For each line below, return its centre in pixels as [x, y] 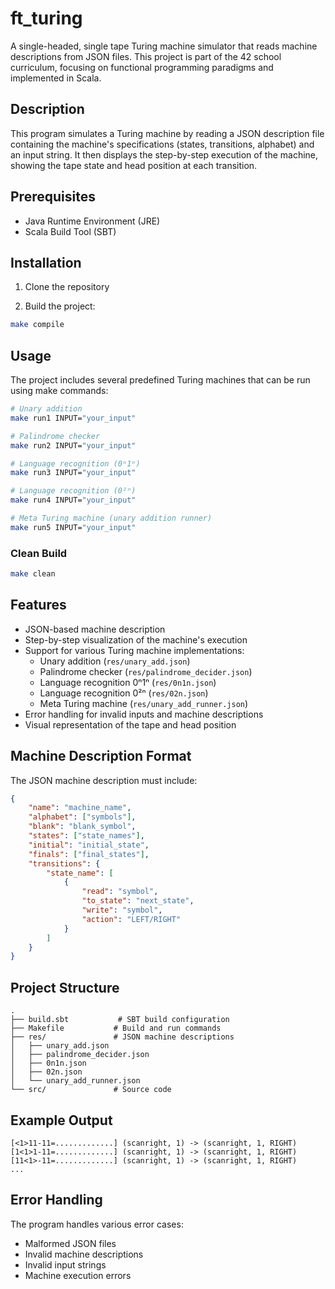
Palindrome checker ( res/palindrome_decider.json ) [146, 671]
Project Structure [65, 987]
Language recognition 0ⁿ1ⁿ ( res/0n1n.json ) [128, 682]
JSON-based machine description [95, 629]
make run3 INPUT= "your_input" [73, 473]
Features [38, 605]
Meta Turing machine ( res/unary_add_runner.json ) [144, 703]
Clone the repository [67, 287]
